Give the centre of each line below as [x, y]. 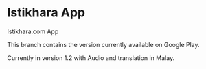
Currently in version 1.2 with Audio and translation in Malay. [91, 58]
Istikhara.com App [33, 31]
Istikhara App [46, 13]
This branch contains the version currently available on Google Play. [104, 44]
